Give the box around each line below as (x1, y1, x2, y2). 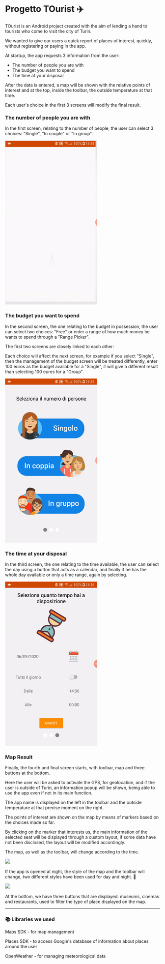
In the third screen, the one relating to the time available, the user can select (5, 561, 159, 567)
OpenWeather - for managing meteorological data (5, 953, 106, 959)
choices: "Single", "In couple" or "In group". (5, 131, 93, 137)
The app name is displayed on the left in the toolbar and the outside (5, 799, 142, 805)
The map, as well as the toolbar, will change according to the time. (5, 848, 139, 855)
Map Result (5, 754, 33, 760)
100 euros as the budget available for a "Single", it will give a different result (5, 363, 158, 369)
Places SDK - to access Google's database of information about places (5, 938, 149, 944)
